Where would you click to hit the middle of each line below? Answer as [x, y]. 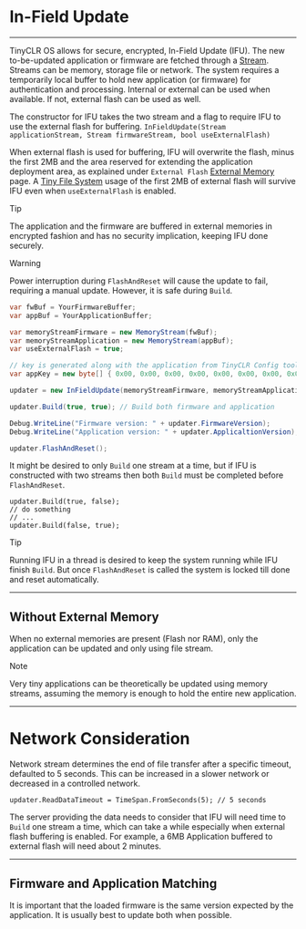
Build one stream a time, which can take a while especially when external [147, 827]
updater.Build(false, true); [65, 526]
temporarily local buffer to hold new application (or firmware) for [130, 79]
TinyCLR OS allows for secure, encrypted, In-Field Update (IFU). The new [147, 50]
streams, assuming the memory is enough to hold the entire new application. [153, 694]
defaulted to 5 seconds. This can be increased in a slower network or [140, 774]
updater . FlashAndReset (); [58, 449]
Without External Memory [84, 617]
